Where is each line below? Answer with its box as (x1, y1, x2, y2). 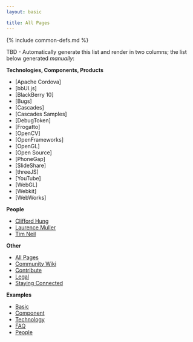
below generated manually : (6, 54, 74, 62)
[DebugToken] (15, 116, 51, 124)
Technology (15, 315, 45, 323)
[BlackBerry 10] (15, 91, 54, 98)
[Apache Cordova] (15, 78, 62, 85)
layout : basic (6, 8, 42, 15)
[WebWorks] (15, 194, 47, 201)
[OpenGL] (15, 142, 41, 150)
